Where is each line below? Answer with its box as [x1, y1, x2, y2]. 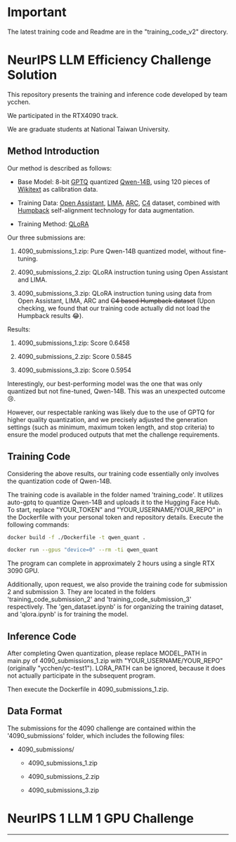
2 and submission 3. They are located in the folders [7, 588, 156, 596]
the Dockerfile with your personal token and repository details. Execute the [7, 513, 224, 521]
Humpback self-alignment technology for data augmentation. [17, 206, 195, 214]
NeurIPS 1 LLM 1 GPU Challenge [7, 810, 195, 827]
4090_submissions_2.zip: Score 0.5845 [17, 352, 132, 360]
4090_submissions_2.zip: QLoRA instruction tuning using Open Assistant [17, 268, 228, 276]
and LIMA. [17, 275, 48, 284]
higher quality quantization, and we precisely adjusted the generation [7, 415, 208, 423]
